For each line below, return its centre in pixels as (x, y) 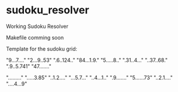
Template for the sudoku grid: (42, 49)
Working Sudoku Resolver (37, 26)
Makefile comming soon (35, 37)
